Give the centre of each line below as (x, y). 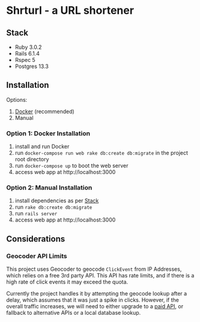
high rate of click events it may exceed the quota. (67, 282)
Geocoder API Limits (37, 256)
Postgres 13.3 (32, 66)
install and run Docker (42, 147)
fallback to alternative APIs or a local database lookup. (74, 313)
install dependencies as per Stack (57, 201)
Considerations (36, 239)
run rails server (36, 214)
